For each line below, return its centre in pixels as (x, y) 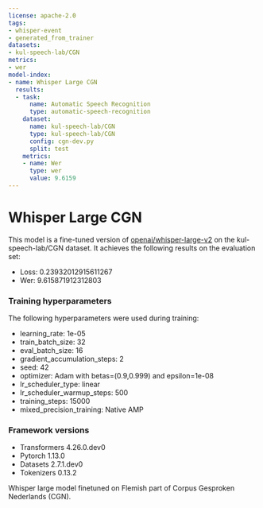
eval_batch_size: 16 (51, 351)
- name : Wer (42, 164)
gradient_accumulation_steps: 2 (72, 359)
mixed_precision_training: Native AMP (82, 409)
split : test (49, 149)
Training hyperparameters (60, 301)
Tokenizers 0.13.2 (48, 473)
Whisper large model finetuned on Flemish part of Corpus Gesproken (122, 488)
